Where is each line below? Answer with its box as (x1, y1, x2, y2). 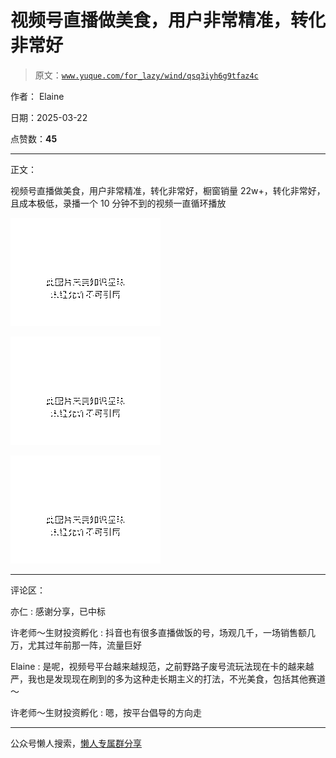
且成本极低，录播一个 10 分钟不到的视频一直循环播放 (10, 197, 227, 209)
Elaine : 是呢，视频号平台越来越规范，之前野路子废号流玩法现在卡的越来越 (10, 660, 315, 672)
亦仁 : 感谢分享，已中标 (10, 605, 106, 617)
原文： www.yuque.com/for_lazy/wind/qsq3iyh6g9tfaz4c (34, 69, 259, 81)
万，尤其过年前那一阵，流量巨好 (10, 639, 142, 651)
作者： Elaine (10, 90, 65, 102)
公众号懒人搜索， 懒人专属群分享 (10, 737, 142, 749)
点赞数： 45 (10, 132, 58, 145)
